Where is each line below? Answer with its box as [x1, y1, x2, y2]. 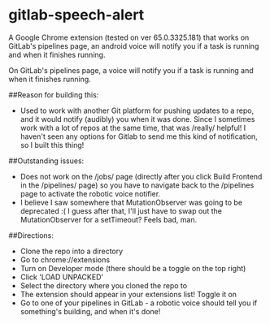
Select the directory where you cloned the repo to [20, 280, 188, 290]
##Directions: [8, 230, 54, 240]
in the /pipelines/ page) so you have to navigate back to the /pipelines [20, 180, 255, 190]
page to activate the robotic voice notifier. [20, 188, 161, 198]
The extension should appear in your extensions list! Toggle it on [20, 289, 237, 299]
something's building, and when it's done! [20, 306, 161, 316]
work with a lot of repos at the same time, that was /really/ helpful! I [20, 123, 246, 132]
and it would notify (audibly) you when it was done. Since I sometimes [20, 114, 255, 123]
